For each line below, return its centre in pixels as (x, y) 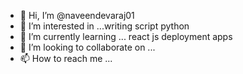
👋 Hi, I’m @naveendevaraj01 (77, 15)
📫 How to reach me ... (66, 58)
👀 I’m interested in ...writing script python (104, 26)
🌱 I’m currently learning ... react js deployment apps (126, 36)
